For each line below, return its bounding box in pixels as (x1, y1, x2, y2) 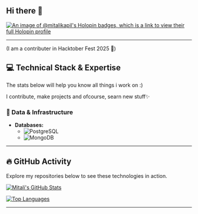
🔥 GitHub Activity (6, 157, 72, 167)
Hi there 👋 (6, 6, 43, 16)
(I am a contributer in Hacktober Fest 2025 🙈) (6, 45, 116, 52)
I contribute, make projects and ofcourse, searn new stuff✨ (6, 93, 150, 100)
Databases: (14, 121, 44, 128)
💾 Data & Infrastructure (6, 108, 74, 116)
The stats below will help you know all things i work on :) (6, 81, 143, 89)
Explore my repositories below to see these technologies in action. (6, 172, 168, 179)
